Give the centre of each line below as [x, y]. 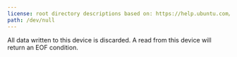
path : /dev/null [31, 20]
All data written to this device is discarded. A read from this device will [109, 40]
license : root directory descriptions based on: [80, 14]
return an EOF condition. [43, 47]
